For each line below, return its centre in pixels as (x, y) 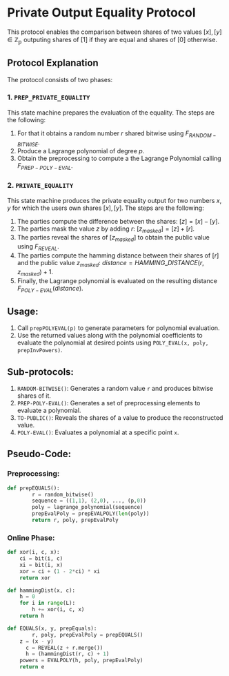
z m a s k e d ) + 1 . (35, 272)
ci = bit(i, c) (41, 559)
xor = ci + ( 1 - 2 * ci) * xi (60, 571)
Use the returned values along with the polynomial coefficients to (110, 336)
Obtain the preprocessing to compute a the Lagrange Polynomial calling (119, 158)
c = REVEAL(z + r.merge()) (64, 648)
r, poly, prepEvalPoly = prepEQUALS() (88, 635)
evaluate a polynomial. (49, 410)
